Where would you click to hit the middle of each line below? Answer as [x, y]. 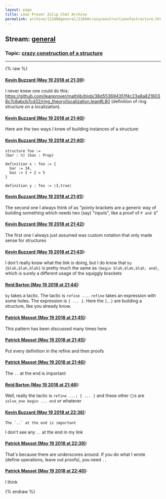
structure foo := [23, 151]
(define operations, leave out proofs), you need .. [56, 459]
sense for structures [26, 240]
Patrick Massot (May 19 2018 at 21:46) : [46, 362]
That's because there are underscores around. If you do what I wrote [75, 454]
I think [11, 482]
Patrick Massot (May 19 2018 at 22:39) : [46, 444]
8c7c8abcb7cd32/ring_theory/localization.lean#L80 [58, 102]
